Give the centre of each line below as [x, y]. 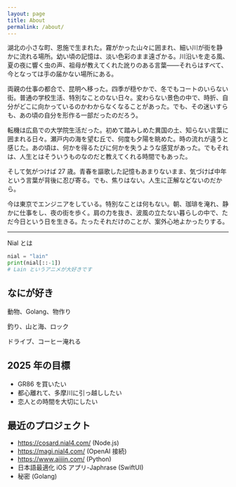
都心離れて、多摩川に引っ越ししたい [70, 392]
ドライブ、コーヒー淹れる [44, 341]
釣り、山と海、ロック [38, 326]
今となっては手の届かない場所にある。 [63, 74]
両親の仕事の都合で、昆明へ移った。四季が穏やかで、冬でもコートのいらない [118, 89]
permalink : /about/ [36, 27]
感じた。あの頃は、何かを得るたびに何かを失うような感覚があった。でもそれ [118, 148]
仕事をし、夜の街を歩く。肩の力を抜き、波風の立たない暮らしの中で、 [121, 213]
